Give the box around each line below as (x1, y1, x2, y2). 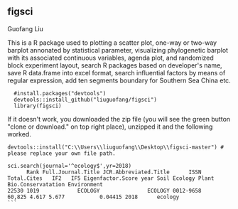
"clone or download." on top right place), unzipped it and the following (7, 122, 213, 131)
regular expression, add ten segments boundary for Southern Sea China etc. (7, 76, 231, 85)
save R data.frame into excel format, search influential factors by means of (7, 68, 226, 77)
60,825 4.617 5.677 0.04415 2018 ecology (7, 193, 180, 200)
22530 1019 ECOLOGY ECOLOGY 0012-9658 (7, 187, 202, 194)
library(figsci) (13, 102, 62, 109)
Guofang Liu (7, 24, 44, 33)
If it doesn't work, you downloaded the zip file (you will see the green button (7, 114, 231, 123)
